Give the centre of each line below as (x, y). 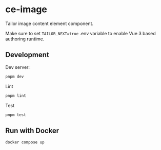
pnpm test (16, 115)
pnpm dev (15, 77)
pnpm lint (16, 95)
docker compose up (25, 142)
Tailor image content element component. (49, 23)
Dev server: (17, 67)
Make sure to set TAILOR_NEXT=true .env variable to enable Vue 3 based (81, 33)
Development (27, 55)
